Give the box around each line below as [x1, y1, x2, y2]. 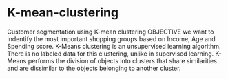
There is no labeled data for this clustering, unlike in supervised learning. [7, 49, 214, 58]
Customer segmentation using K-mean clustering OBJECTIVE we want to [7, 27, 214, 36]
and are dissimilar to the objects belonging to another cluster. [7, 64, 181, 72]
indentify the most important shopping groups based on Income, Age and [7, 34, 216, 43]
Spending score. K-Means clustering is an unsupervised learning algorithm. [7, 42, 221, 50]
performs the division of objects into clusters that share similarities [28, 56, 217, 65]
